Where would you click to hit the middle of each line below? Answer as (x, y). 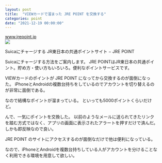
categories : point (24, 18)
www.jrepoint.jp (21, 37)
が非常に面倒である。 (26, 90)
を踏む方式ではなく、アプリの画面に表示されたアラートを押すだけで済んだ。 (81, 123)
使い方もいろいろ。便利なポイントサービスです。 (83, 68)
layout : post (18, 9)
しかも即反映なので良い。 (31, 129)
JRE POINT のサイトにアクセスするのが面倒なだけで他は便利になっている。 (80, 139)
